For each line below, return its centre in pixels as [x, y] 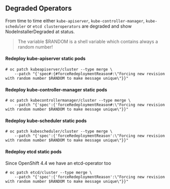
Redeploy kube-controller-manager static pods [56, 89]
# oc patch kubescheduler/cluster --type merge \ [59, 132]
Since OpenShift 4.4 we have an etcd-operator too [58, 163]
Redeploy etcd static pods [34, 152]
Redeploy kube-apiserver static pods [45, 59]
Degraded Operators [39, 8]
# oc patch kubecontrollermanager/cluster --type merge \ [68, 101]
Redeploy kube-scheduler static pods [46, 121]
